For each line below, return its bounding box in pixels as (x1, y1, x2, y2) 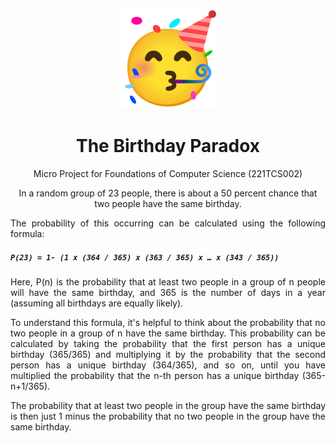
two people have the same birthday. (94, 197, 242, 209)
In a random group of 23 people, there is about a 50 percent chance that (18, 187, 318, 199)
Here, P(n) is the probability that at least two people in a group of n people (10, 275, 326, 288)
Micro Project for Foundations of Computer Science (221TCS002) (33, 167, 303, 179)
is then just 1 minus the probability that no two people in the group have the (10, 410, 326, 422)
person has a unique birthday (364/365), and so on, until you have (10, 359, 326, 371)
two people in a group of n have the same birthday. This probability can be (10, 327, 326, 339)
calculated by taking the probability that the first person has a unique (10, 337, 326, 349)
